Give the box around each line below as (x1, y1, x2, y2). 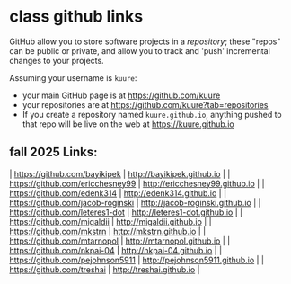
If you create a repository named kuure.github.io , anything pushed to (22, 109, 283, 120)
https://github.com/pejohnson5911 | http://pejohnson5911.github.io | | (9, 254, 265, 265)
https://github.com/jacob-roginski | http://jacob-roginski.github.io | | (9, 197, 261, 208)
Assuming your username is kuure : (9, 72, 137, 83)
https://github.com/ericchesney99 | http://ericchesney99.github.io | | (9, 178, 265, 189)
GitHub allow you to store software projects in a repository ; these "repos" (9, 36, 281, 47)
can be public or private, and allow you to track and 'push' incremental (9, 45, 271, 56)
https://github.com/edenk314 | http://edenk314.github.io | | (9, 187, 227, 199)
